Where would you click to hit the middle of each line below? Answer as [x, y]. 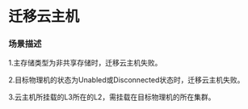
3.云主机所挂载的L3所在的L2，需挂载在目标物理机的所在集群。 [112, 97]
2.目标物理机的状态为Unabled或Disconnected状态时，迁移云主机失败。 [126, 80]
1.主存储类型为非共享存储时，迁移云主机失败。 [85, 63]
